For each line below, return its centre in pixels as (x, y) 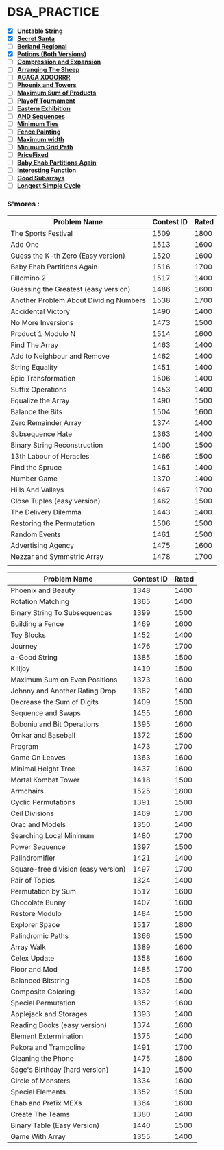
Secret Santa (36, 39)
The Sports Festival (42, 233)
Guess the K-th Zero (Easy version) (68, 256)
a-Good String (34, 657)
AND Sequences (41, 116)
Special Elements (38, 1092)
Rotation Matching (40, 601)
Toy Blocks (28, 635)
